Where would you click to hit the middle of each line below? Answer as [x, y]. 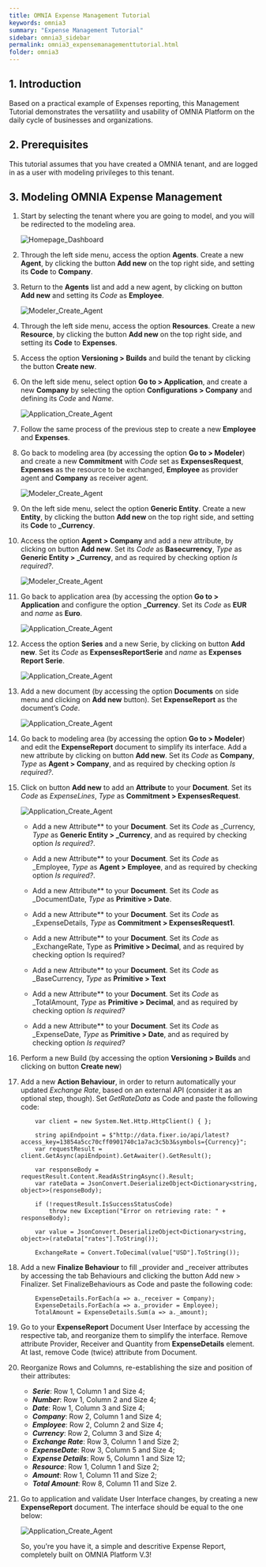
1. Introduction [45, 84]
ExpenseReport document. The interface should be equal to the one [132, 1507]
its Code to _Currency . [58, 525]
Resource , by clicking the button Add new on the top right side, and [131, 334]
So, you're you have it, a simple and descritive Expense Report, [123, 1546]
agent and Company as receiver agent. [84, 478]
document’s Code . [50, 708]
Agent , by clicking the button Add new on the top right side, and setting [137, 263]
